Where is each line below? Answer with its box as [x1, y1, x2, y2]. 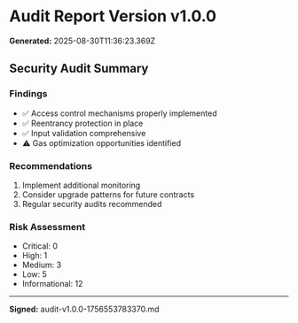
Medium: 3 [21, 259, 62, 271]
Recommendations [9, 159, 93, 172]
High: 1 [21, 250, 48, 261]
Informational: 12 [21, 279, 83, 289]
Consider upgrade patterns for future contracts [21, 188, 195, 200]
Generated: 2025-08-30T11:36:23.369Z [9, 35, 156, 46]
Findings [9, 88, 48, 100]
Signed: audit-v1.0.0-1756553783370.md [9, 304, 160, 315]
